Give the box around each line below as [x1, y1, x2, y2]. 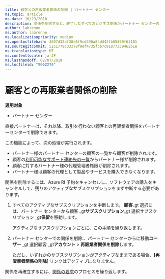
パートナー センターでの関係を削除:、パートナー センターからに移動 [12, 235, 149, 242]
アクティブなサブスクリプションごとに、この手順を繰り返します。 [12, 225, 145, 231]
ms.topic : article [5, 12, 43, 17]
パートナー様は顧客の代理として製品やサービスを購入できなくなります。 [12, 169, 158, 175]
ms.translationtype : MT [5, 48, 54, 53]
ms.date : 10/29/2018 [5, 16, 48, 21]
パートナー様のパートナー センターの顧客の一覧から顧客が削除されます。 [12, 150, 160, 156]
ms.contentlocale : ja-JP [5, 53, 56, 58]
